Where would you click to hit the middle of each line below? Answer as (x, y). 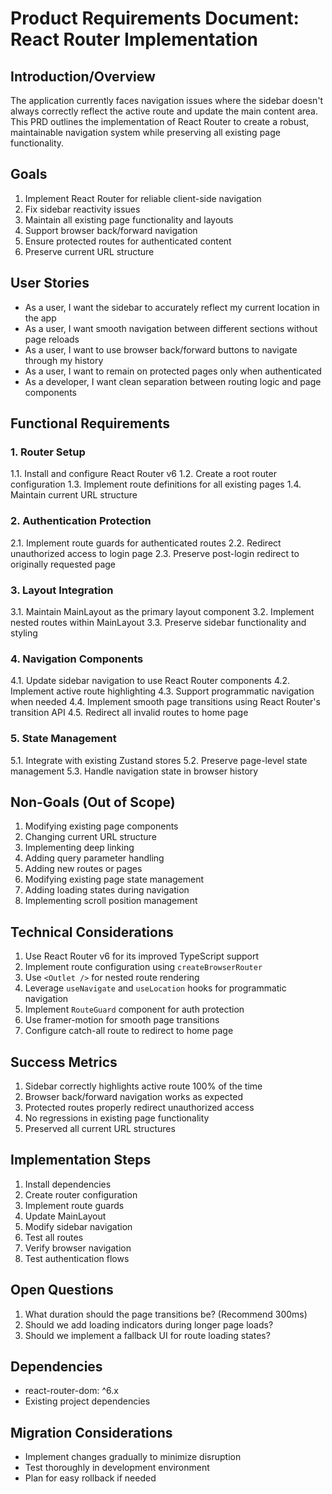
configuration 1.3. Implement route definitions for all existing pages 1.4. (156, 484)
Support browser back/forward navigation (111, 230)
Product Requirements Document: (155, 18)
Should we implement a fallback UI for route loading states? (147, 1335)
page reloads (52, 339)
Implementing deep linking (79, 848)
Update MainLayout (65, 1216)
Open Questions (62, 1290)
